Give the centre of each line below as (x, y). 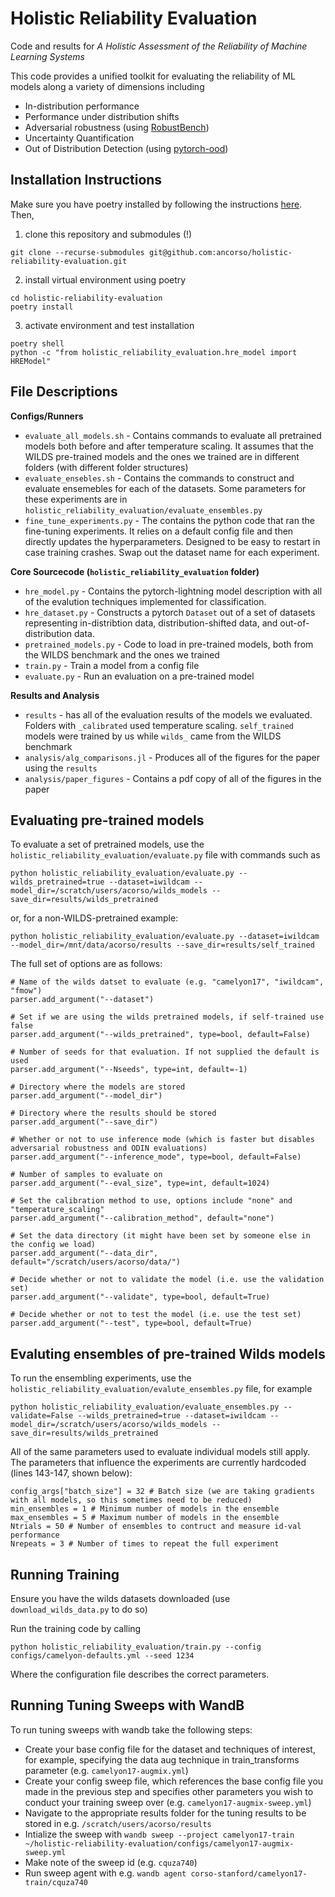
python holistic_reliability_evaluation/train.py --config (136, 1647)
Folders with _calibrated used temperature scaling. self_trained (159, 725)
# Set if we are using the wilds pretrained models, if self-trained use (167, 1017)
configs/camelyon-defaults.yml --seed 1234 (102, 1656)
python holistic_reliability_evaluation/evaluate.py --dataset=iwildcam (165, 937)
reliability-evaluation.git (69, 261)
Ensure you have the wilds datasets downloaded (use (120, 1598)
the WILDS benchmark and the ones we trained (122, 654)
